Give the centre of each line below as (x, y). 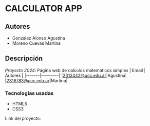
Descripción (24, 59)
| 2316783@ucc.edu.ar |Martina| (36, 80)
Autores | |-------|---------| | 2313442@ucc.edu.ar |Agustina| (66, 75)
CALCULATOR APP (44, 9)
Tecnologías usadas (29, 93)
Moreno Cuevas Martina (36, 43)
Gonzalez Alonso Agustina (38, 38)
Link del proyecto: (23, 118)
